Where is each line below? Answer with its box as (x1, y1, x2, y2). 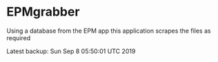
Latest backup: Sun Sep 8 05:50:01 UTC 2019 (6, 47, 136, 55)
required (6, 33, 31, 42)
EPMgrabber (6, 4, 80, 20)
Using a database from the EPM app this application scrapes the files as (6, 27, 211, 35)
